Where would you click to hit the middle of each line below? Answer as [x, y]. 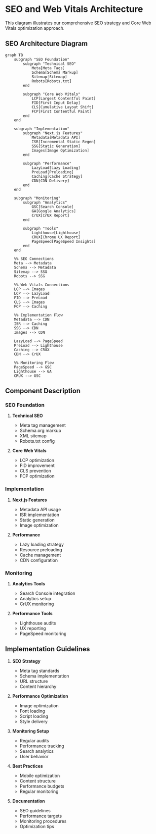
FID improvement [37, 466]
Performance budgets [42, 786]
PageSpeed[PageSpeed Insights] [64, 241]
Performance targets [41, 816]
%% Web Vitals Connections [42, 285]
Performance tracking [42, 746]
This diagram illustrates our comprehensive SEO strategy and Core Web [78, 23]
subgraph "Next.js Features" [53, 133]
